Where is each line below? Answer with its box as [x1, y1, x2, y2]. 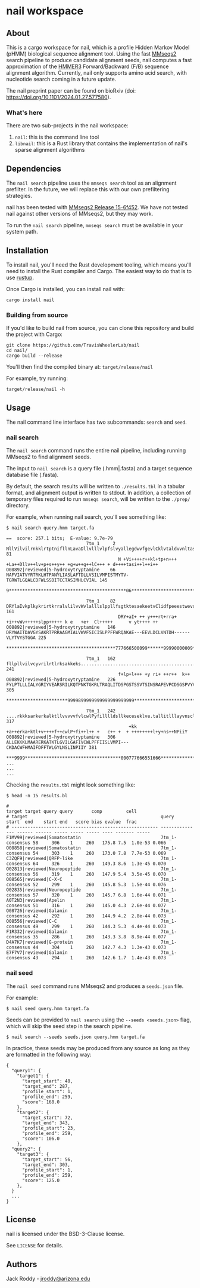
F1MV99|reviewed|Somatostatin [6, 835, 82, 841]
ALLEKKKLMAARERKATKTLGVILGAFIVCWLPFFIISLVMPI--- [6, 739, 129, 745]
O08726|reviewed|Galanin [6, 908, 68, 914]
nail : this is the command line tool [14, 133, 99, 141]
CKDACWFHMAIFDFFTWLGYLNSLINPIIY [6, 745, 86, 751]
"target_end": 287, [21, 1083, 70, 1089]
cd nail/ [6, 348, 28, 354]
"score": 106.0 [21, 1136, 60, 1142]
